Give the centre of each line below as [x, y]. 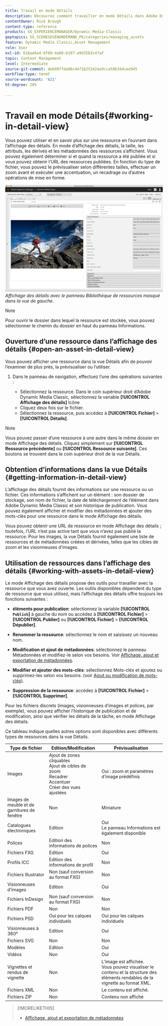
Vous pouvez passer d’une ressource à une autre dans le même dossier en [82, 438]
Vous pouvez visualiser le [128, 967]
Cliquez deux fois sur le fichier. [52, 408]
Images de [18, 800]
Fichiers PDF [20, 909]
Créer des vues [65, 787]
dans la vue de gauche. [29, 301]
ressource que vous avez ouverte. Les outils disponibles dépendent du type [83, 589]
